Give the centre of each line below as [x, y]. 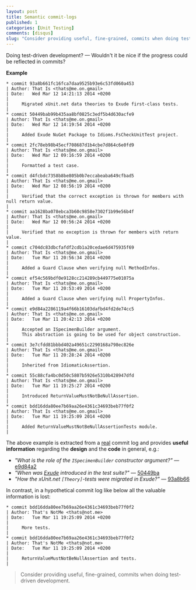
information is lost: [28, 496]
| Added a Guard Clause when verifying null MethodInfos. [83, 268]
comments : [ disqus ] [30, 33]
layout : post [22, 11]
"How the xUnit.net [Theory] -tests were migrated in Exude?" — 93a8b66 [102, 479]
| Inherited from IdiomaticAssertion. [58, 365]
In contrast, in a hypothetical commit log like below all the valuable [86, 490]
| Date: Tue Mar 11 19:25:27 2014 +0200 [58, 386]
